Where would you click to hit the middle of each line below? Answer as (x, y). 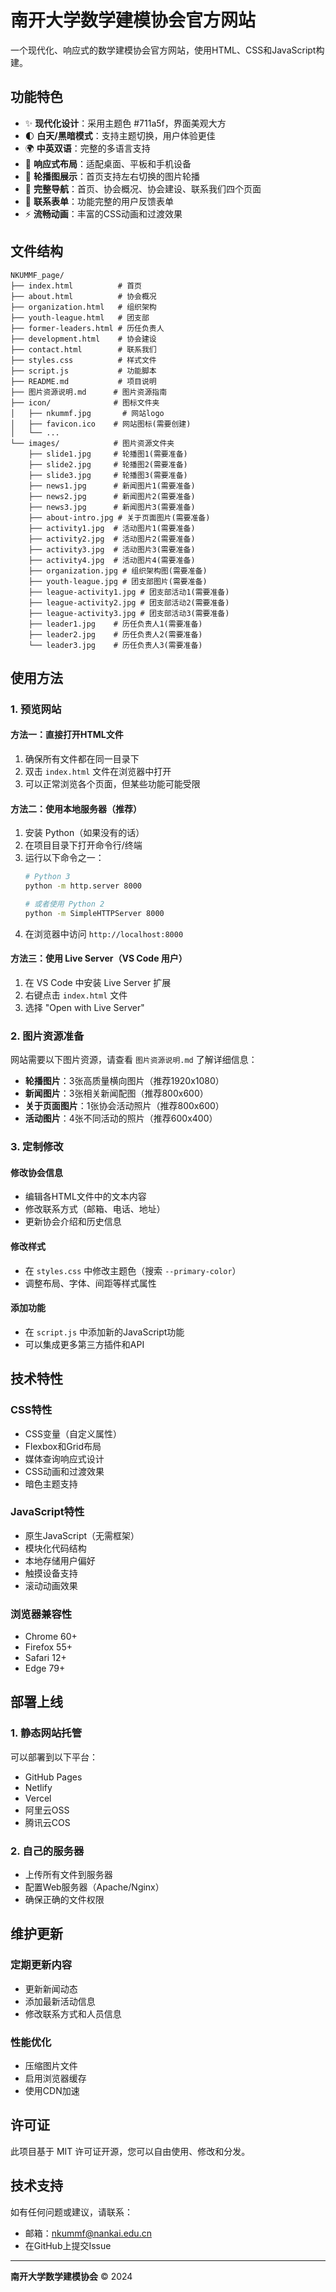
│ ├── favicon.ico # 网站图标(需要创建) (101, 424)
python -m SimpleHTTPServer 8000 (94, 913)
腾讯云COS (47, 1822)
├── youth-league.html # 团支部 (80, 317)
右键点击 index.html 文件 (76, 995)
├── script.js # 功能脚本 (83, 371)
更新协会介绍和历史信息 (73, 1222)
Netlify (38, 1787)
